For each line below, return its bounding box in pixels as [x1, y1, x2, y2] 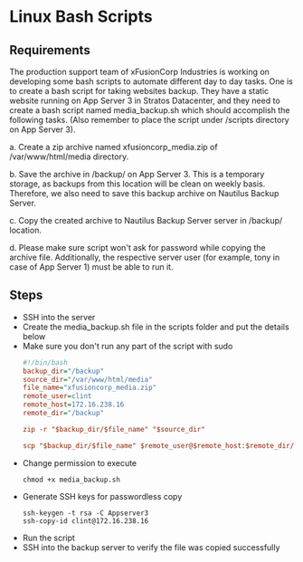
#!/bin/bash [22, 357, 68, 367]
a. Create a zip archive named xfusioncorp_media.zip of [9, 142, 219, 152]
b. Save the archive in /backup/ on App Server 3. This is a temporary [9, 169, 265, 179]
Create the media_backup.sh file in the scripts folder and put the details [22, 321, 289, 332]
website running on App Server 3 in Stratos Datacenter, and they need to [9, 95, 280, 106]
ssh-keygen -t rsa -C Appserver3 [22, 509, 149, 518]
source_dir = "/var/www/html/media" [22, 375, 153, 384]
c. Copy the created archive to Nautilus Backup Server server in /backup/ [9, 215, 283, 225]
